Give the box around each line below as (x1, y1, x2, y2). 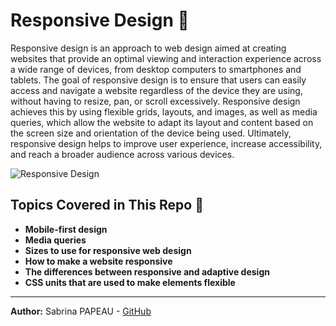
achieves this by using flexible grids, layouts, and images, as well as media (10, 105, 318, 118)
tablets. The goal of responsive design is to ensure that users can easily (10, 74, 307, 86)
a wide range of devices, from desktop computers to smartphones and (10, 63, 302, 75)
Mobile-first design (24, 223, 108, 235)
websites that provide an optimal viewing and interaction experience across (10, 52, 322, 64)
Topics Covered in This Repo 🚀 (10, 197, 204, 214)
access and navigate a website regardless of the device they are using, (10, 84, 303, 96)
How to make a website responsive (24, 255, 173, 267)
